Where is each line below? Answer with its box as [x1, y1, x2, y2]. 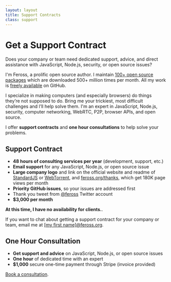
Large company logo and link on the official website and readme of [12, 169, 156, 175]
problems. [5, 129, 27, 136]
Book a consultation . [5, 271, 49, 277]
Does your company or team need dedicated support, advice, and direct [5, 56, 158, 62]
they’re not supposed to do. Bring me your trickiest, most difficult [5, 98, 143, 104]
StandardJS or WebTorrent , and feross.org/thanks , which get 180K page [12, 175, 166, 181]
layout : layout [5, 7, 38, 13]
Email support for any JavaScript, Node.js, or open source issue [12, 164, 149, 170]
